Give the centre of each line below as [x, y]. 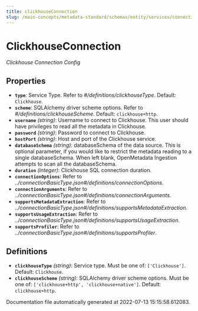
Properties [26, 81]
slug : [13, 17]
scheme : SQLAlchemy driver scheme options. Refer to [79, 108]
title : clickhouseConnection [42, 11]
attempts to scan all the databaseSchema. [66, 164]
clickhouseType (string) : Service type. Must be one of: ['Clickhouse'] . [100, 266]
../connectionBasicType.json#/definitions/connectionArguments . [93, 196]
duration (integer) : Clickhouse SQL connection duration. [83, 170]
